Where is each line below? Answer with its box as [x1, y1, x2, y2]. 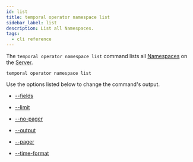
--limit [14, 104, 30, 110]
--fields [14, 93, 34, 99]
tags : [6, 31, 20, 37]
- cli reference [11, 36, 52, 42]
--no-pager [14, 115, 43, 122]
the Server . [6, 59, 33, 66]
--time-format [14, 150, 49, 157]
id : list [6, 8, 28, 15]
